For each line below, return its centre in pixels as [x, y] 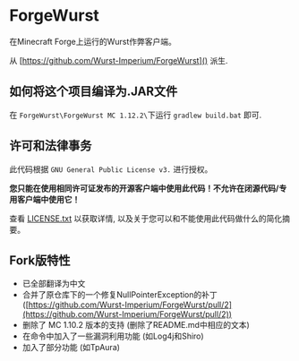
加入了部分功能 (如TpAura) [71, 348]
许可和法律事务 [51, 146]
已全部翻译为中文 [54, 284]
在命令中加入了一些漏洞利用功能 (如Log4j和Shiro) [113, 336]
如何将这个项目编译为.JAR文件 [94, 92]
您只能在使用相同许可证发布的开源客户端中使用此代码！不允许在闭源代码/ [144, 188]
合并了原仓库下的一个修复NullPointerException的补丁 [120, 295]
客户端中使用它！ [48, 199]
